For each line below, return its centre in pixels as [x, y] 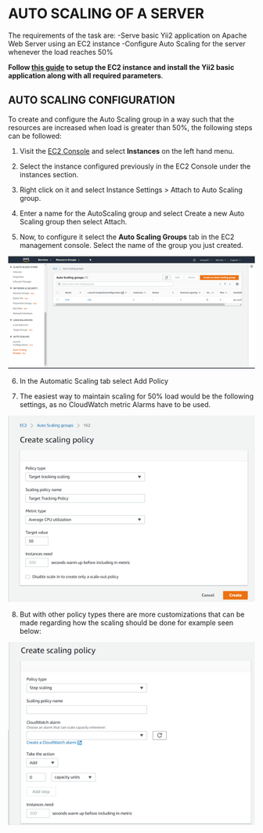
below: [30, 631]
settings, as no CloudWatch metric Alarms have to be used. [115, 405]
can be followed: [35, 136]
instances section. [49, 174]
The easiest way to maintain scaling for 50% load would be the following [137, 396]
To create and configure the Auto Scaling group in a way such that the [121, 119]
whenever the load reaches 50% [61, 52]
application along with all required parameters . [86, 75]
